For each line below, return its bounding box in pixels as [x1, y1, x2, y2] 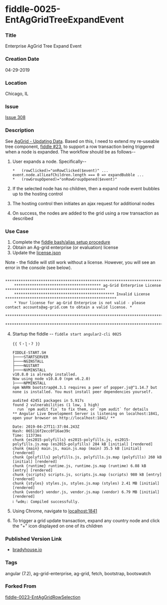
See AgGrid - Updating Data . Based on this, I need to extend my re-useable [5, 138, 160, 144]
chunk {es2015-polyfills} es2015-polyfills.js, [12, 437, 113, 442]
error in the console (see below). [5, 264, 72, 270]
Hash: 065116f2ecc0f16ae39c [12, 428, 71, 434]
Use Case [5, 228, 29, 235]
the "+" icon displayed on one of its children [12, 523, 103, 529]
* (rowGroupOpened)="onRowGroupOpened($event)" [12, 177, 118, 182]
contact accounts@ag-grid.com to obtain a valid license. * [5, 305, 133, 310]
